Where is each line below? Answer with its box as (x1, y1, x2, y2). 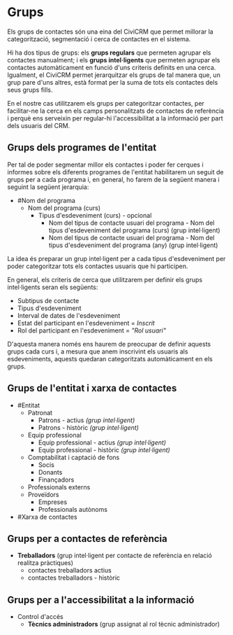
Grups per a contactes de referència (7, 533, 167, 545)
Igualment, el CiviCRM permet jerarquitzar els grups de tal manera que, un (7, 71, 221, 79)
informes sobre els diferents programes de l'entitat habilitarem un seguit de (7, 167, 224, 176)
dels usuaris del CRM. (7, 121, 70, 130)
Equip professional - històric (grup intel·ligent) (38, 445, 171, 454)
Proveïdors (27, 490, 59, 498)
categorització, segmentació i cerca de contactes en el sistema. (7, 34, 191, 43)
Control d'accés (17, 613, 64, 621)
